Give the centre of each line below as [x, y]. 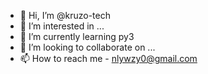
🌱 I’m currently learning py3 [77, 36]
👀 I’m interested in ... [62, 26]
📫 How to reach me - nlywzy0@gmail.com [108, 58]
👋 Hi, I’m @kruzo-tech [65, 15]
